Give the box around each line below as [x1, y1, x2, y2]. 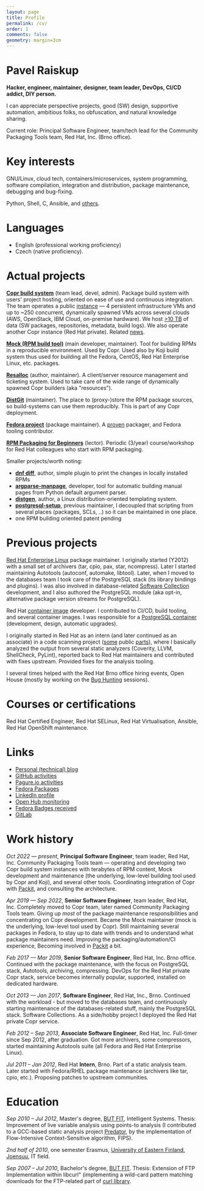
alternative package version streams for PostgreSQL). [6, 595, 141, 602]
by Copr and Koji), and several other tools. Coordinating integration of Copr [6, 878, 195, 885]
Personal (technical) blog [15, 765, 79, 772]
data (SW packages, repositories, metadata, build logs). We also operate [6, 322, 188, 329]
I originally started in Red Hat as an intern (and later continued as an [6, 631, 177, 639]
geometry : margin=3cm [6, 37, 62, 43]
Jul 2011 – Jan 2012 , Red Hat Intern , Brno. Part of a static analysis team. [6, 1060, 187, 1068]
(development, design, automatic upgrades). [6, 620, 118, 627]
